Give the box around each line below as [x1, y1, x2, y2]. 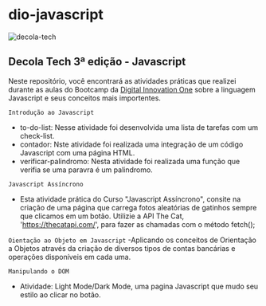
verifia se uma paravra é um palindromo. [19, 165, 153, 175]
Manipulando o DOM [8, 267, 69, 276]
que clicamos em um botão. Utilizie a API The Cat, [19, 211, 185, 221]
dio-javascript [8, 6, 104, 24]
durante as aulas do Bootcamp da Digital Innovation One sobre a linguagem [8, 84, 256, 94]
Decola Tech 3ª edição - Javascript [8, 55, 186, 69]
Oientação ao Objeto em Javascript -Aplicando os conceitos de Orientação [8, 235, 256, 245]
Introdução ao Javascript [8, 108, 94, 116]
